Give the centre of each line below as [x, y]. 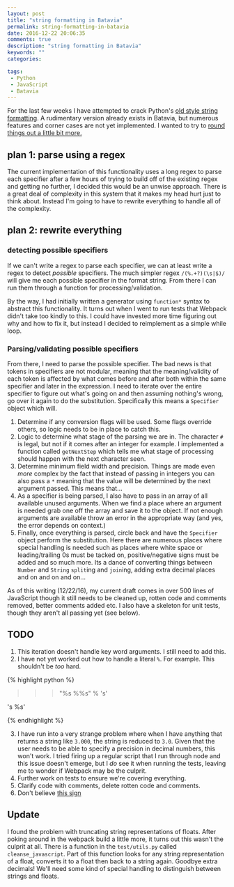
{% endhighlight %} [36, 720]
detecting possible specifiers [58, 250]
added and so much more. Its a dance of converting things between [115, 563]
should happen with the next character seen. [81, 459]
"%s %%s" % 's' [83, 693]
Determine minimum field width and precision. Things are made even [116, 466]
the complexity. [29, 209]
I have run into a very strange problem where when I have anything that [120, 733]
